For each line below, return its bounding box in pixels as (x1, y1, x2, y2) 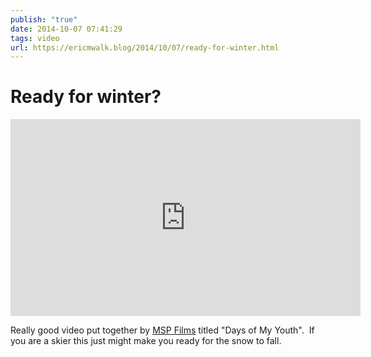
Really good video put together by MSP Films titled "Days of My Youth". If (10, 324, 315, 336)
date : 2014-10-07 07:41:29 (10, 24, 123, 34)
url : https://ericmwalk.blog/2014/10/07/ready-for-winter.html (10, 42, 280, 53)
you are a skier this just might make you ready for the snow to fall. (10, 335, 282, 347)
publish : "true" (10, 14, 78, 25)
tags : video (10, 33, 60, 43)
